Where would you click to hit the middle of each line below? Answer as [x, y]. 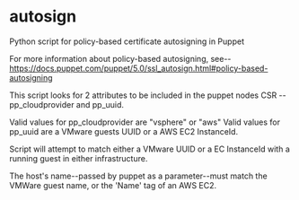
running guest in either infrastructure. [79, 158]
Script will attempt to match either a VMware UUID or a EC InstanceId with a [149, 149]
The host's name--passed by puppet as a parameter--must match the [138, 176]
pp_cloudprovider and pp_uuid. [66, 104]
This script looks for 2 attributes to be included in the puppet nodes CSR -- [148, 95]
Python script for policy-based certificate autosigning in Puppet [127, 41]
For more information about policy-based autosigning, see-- [120, 58]
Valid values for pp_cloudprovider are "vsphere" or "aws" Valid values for [145, 122]
